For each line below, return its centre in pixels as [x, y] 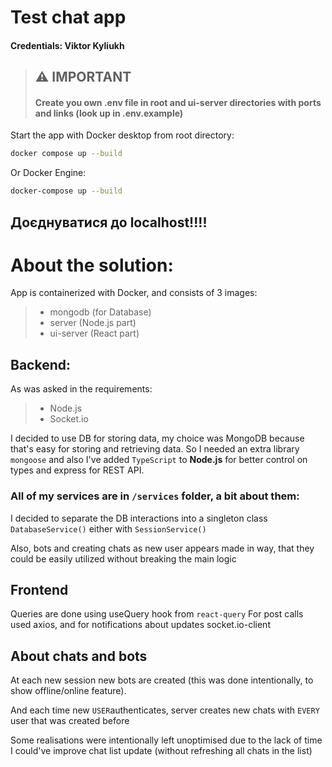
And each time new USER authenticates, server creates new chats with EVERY [165, 710]
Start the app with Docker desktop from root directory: [122, 135]
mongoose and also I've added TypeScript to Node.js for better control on [159, 460]
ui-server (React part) [94, 333]
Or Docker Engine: [48, 173]
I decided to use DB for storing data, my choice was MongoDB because [157, 438]
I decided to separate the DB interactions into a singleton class [139, 518]
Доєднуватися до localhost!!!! [109, 222]
